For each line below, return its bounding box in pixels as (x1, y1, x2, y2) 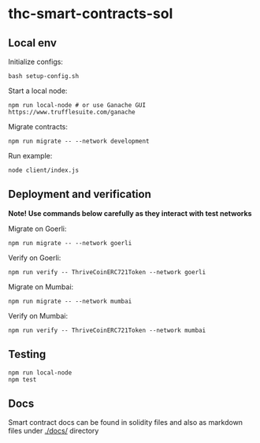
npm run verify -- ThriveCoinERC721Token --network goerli (8, 268, 206, 276)
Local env (8, 36, 57, 50)
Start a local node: (8, 86, 68, 95)
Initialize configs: (8, 57, 63, 66)
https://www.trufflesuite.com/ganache (8, 108, 136, 116)
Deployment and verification (8, 188, 152, 201)
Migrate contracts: (8, 122, 69, 131)
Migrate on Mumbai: (8, 281, 74, 292)
